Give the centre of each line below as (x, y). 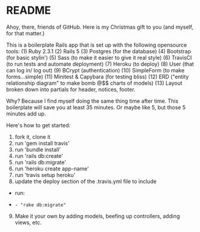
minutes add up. (26, 114)
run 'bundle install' (38, 149)
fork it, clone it (33, 137)
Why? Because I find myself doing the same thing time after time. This (92, 101)
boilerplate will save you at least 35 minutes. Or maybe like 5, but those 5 (96, 107)
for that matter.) (25, 33)
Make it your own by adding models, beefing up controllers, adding (97, 216)
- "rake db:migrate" (40, 205)
